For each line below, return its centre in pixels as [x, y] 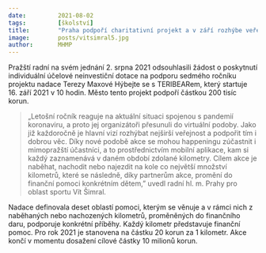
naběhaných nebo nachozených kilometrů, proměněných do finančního [124, 216]
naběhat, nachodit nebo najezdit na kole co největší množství [127, 167]
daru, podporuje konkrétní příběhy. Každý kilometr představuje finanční [124, 224]
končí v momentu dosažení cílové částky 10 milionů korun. [103, 241]
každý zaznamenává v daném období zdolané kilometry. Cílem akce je [142, 158]
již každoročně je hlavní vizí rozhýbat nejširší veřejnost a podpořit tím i [142, 133]
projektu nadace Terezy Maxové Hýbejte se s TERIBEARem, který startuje [128, 85]
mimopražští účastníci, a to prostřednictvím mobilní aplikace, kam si [138, 150]
